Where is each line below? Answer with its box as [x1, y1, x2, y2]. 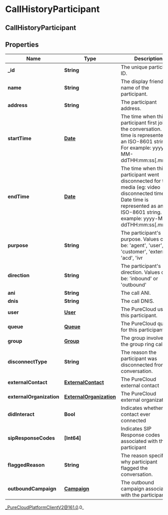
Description [134, 55, 163, 62]
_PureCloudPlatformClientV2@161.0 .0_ [5, 504, 84, 510]
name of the [120, 84, 149, 91]
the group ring [120, 341, 154, 348]
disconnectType [7, 358, 47, 365]
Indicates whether [120, 404, 163, 411]
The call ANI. [120, 289, 151, 296]
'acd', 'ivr [120, 254, 143, 261]
